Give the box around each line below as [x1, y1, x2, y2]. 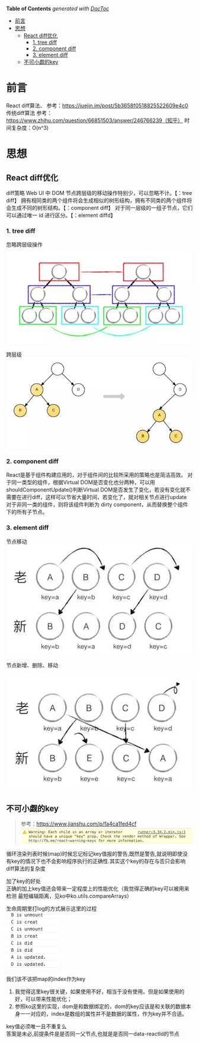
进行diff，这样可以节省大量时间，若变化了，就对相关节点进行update [21, 494, 187, 501]
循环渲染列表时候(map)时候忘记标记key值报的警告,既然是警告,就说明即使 [6, 850, 183, 858]
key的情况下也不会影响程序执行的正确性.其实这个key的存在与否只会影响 [11, 858, 186, 865]
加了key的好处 [6, 878, 41, 885]
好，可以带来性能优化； [14, 996, 72, 1003]
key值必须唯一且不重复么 [6, 1023, 67, 1030]
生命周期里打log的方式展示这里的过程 [6, 905, 97, 912]
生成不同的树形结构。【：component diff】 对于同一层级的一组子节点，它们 [11, 204, 193, 211]
